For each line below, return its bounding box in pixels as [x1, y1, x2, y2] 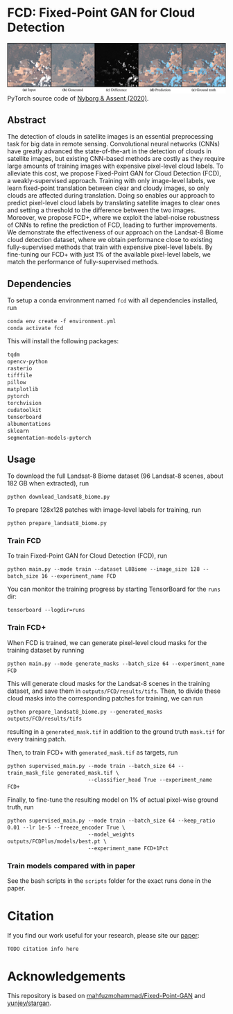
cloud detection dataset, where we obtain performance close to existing [7, 236, 213, 244]
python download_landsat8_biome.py [7, 494, 110, 501]
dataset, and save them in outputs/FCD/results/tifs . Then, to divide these [7, 687, 221, 695]
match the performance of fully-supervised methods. [7, 258, 159, 266]
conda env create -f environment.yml [7, 318, 116, 325]
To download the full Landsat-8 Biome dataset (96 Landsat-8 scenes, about [7, 472, 224, 480]
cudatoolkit [7, 407, 42, 414]
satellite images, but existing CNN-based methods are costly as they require [7, 155, 225, 163]
